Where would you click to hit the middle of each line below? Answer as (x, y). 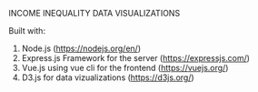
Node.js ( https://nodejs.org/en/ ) (81, 48)
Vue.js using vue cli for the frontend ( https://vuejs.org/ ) (125, 68)
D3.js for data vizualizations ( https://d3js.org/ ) (108, 77)
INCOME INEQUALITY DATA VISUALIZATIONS (94, 13)
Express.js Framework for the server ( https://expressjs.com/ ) (136, 58)
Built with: (27, 31)
